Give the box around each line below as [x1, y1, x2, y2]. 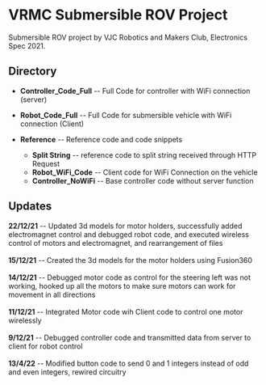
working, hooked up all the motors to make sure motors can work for [8, 281, 236, 290]
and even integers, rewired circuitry [8, 366, 127, 377]
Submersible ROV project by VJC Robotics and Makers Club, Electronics [8, 32, 248, 42]
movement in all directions [8, 290, 96, 299]
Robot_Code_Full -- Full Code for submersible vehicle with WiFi [19, 110, 232, 120]
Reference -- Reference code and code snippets [19, 134, 183, 144]
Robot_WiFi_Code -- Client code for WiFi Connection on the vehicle [31, 167, 258, 177]
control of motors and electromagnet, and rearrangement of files [8, 238, 223, 247]
